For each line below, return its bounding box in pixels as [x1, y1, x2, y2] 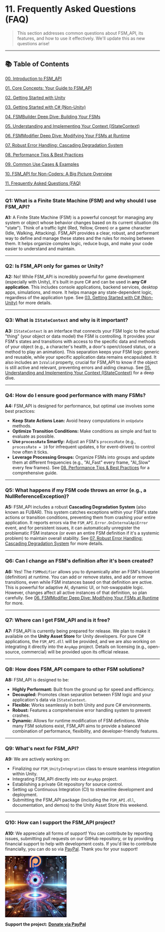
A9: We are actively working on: [5, 756, 70, 762]
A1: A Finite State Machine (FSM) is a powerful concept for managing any [5, 215, 154, 221]
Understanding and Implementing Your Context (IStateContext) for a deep [5, 369, 155, 375]
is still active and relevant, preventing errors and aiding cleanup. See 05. [5, 365, 151, 370]
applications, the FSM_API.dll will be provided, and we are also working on [5, 638, 156, 644]
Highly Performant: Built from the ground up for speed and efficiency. [12, 686, 155, 692]
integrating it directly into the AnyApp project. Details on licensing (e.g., [5, 644, 147, 650]
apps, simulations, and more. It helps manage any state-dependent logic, [5, 289, 153, 295]
